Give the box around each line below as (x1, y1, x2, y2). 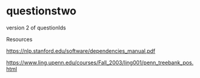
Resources (6, 35, 33, 43)
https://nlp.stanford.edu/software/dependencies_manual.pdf (6, 47, 156, 55)
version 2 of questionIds (6, 24, 66, 31)
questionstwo (6, 4, 77, 18)
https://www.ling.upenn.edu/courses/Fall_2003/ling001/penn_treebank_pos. (6, 59, 193, 66)
